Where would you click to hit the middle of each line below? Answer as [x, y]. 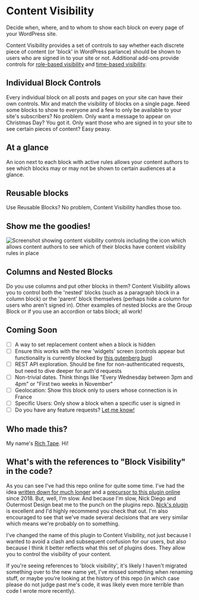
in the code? [29, 471]
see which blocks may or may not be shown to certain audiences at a [91, 168]
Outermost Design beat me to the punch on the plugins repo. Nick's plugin [97, 504]
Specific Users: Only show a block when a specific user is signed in [97, 403]
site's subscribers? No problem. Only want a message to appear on [89, 116]
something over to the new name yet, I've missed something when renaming [99, 571]
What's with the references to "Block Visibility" [96, 462]
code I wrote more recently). [41, 590]
